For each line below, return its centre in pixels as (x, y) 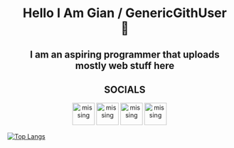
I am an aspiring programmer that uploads (124, 54)
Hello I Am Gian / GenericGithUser (125, 13)
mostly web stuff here (125, 65)
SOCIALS (125, 89)
